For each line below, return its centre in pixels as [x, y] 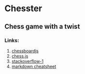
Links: [12, 40]
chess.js [20, 56]
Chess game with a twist [42, 27]
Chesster [23, 9]
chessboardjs [25, 51]
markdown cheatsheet [34, 66]
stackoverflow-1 [28, 61]
